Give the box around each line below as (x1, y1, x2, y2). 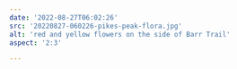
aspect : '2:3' (9, 38, 63, 47)
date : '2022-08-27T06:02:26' (9, 13, 118, 22)
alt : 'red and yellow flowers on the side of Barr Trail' (9, 30, 231, 39)
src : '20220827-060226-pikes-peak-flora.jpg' (9, 22, 182, 30)
